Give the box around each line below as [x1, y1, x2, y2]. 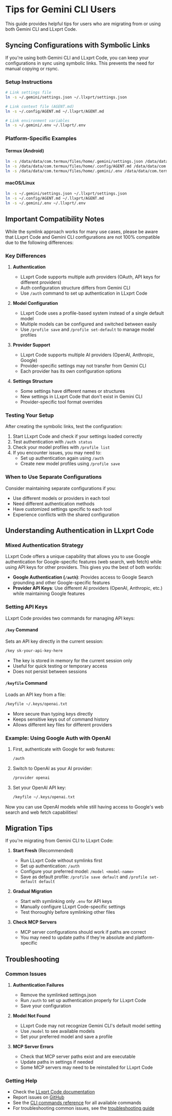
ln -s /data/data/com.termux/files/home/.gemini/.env [5, 168, 123, 174]
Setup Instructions [5, 78, 53, 85]
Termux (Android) [5, 147, 45, 153]
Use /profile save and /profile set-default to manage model [20, 326, 155, 332]
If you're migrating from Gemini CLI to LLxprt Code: [5, 838, 114, 844]
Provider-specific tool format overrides [20, 399, 103, 405]
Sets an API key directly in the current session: [5, 638, 104, 644]
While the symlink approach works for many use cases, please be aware [5, 228, 158, 235]
